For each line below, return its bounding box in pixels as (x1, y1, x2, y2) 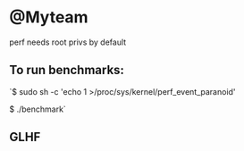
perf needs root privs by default (9, 37, 127, 47)
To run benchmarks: (9, 63, 125, 78)
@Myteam (9, 7, 88, 28)
